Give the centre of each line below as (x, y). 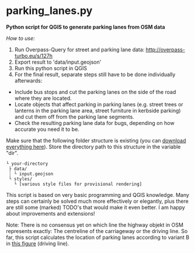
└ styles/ (20, 179)
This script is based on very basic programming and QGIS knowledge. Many (98, 195)
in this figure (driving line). (38, 243)
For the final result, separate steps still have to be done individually (95, 74)
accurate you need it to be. (47, 129)
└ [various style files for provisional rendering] (78, 184)
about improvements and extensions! (51, 213)
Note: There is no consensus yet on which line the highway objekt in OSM (95, 225)
